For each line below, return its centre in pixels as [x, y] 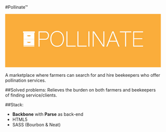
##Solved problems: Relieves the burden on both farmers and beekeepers [81, 90]
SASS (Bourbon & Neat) [36, 125]
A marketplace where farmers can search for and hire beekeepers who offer [83, 75]
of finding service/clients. [31, 95]
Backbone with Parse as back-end [48, 114]
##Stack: [14, 105]
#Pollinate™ [17, 7]
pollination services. [25, 80]
